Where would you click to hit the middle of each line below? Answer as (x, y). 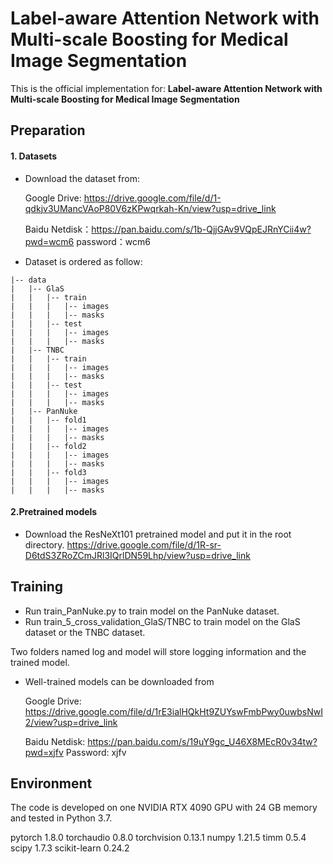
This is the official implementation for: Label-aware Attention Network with (166, 88)
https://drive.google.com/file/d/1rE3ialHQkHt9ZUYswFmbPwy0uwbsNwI (173, 711)
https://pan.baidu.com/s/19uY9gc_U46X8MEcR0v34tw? (202, 741)
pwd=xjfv (44, 752)
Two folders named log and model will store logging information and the (158, 651)
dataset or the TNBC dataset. (85, 632)
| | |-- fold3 (48, 472)
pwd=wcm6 (49, 241)
